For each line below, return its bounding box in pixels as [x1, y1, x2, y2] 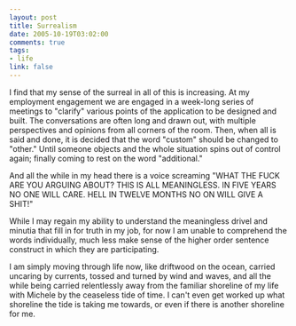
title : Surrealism [9, 21, 77, 30]
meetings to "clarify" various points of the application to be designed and [9, 106, 277, 116]
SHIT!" [9, 198, 34, 209]
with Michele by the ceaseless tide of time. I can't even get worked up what [9, 290, 285, 300]
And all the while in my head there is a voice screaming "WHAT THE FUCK [9, 170, 281, 180]
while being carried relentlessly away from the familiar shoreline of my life [9, 280, 279, 290]
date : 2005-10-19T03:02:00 [9, 29, 109, 38]
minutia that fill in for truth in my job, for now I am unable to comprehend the [9, 225, 288, 235]
